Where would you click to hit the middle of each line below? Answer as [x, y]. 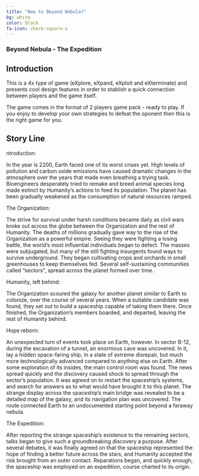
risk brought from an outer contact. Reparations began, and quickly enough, [99, 460]
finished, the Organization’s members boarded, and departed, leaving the [96, 312]
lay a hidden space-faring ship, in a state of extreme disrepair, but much [95, 354]
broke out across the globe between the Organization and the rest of [90, 226]
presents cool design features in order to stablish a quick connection [91, 89]
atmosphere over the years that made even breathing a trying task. [88, 177]
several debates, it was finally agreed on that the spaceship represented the [99, 447]
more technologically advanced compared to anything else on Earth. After [97, 361]
